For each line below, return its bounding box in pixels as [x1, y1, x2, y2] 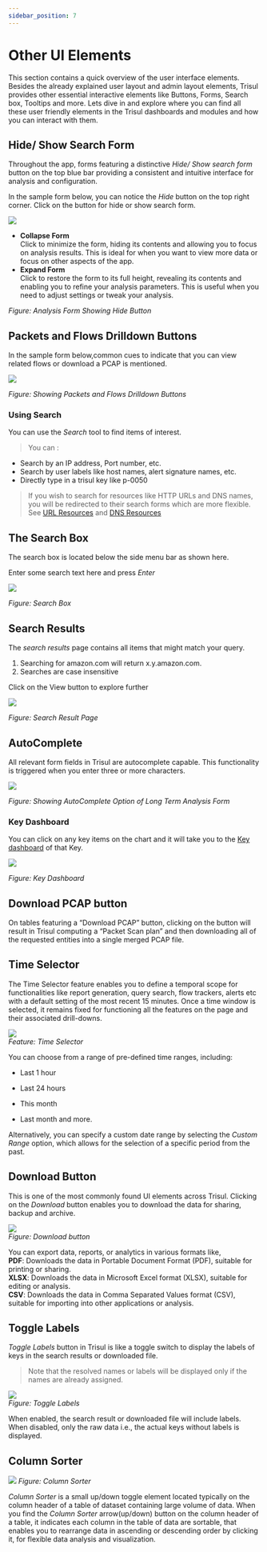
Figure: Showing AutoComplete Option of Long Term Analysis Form [8, 796, 230, 806]
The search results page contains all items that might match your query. [8, 643, 245, 653]
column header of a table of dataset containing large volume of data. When [8, 1501, 256, 1510]
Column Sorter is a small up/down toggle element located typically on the [8, 1492, 250, 1502]
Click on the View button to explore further [8, 682, 149, 692]
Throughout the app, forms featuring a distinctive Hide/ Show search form [8, 159, 253, 169]
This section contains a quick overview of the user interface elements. [8, 73, 240, 82]
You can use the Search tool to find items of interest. [8, 427, 182, 437]
